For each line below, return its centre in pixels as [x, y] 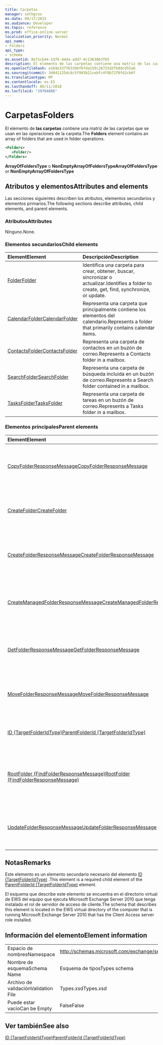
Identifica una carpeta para [113, 265]
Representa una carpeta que [115, 304]
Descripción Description [111, 257]
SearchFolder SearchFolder [38, 377]
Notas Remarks [28, 863]
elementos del [98, 316]
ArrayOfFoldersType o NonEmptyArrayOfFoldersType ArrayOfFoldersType [81, 166]
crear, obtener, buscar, [108, 271]
